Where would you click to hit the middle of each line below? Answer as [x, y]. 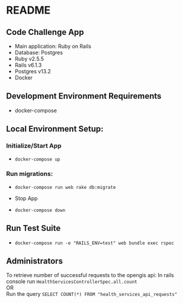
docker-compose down [40, 210]
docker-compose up [37, 159]
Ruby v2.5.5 [29, 59]
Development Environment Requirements [84, 96]
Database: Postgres [39, 53]
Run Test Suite [33, 228]
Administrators [35, 261]
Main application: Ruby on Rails [53, 46]
